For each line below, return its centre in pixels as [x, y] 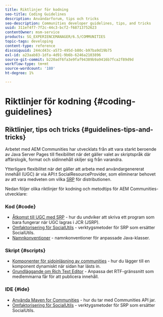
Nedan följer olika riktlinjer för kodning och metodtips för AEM [67, 189]
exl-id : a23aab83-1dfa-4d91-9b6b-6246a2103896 [53, 55]
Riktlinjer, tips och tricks [43, 130]
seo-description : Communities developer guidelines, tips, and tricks [78, 23]
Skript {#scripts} [25, 251]
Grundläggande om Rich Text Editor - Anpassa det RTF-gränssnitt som [83, 272]
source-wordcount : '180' [30, 69]
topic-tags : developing [29, 41]
